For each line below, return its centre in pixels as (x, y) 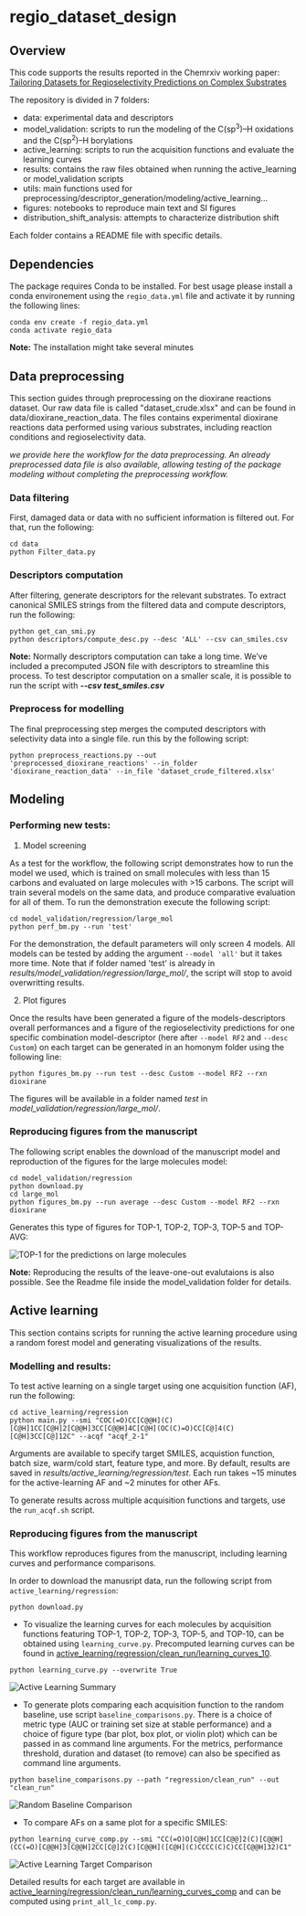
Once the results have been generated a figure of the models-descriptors (148, 1017)
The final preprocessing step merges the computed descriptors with (138, 729)
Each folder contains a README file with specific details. (116, 236)
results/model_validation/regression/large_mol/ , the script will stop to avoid (151, 973)
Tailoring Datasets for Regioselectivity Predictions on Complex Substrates (148, 82)
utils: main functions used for (77, 188)
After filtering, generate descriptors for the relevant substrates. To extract (148, 595)
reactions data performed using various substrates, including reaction (141, 427)
